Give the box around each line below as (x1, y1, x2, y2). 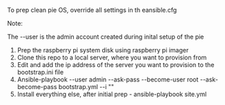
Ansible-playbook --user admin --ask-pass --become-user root (17, 75, 199, 84)
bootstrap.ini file (17, 68, 64, 76)
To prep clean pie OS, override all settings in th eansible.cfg (7, 6, 177, 14)
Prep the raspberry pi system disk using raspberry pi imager (17, 46, 189, 54)
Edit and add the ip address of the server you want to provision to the (17, 61, 215, 68)
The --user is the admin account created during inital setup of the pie (7, 32, 204, 41)
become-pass (17, 83, 57, 90)
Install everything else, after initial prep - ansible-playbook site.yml (17, 90, 207, 98)
